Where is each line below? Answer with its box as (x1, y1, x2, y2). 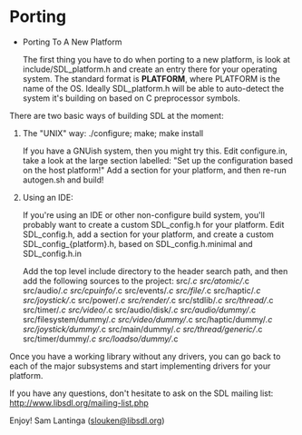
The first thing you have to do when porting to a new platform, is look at (22, 54, 290, 64)
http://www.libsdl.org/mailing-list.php (9, 397, 150, 408)
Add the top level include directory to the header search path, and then (22, 265, 288, 276)
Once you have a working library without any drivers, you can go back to (9, 351, 281, 361)
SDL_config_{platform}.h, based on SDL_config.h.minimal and (22, 238, 253, 249)
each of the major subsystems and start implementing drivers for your (9, 361, 271, 371)
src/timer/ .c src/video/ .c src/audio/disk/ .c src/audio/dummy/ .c (22, 304, 257, 315)
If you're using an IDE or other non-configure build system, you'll (22, 209, 266, 220)
